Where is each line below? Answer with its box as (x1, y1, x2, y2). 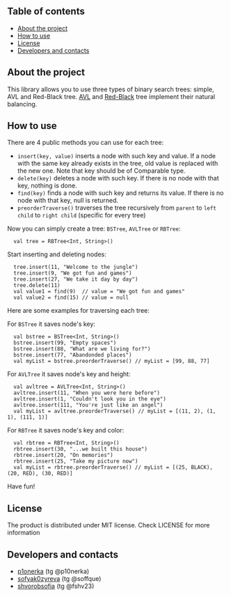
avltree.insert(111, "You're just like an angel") (13, 402, 164, 409)
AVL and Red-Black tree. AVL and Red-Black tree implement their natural (7, 92, 216, 100)
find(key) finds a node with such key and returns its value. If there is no (17, 189, 224, 197)
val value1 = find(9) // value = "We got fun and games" (13, 288, 186, 295)
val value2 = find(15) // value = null (13, 294, 129, 302)
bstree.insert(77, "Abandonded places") (13, 352, 132, 359)
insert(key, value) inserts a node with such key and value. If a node (17, 152, 216, 160)
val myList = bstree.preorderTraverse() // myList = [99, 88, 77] (13, 358, 210, 365)
